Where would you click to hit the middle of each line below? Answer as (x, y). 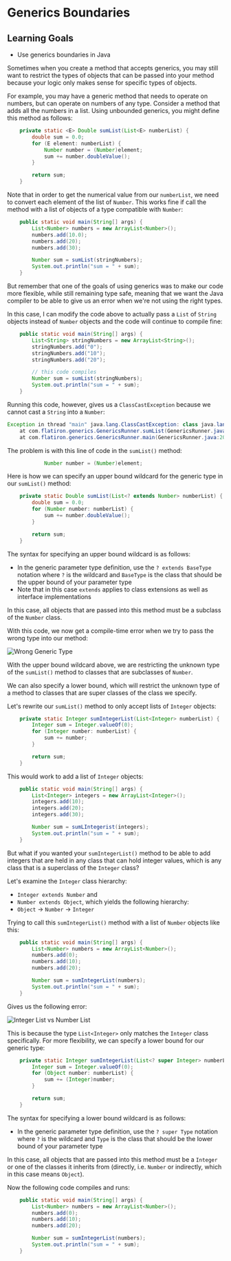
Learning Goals (41, 38)
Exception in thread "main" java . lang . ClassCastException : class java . (112, 424)
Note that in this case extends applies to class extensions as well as (112, 589)
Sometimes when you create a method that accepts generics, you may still (113, 68)
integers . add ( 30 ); (58, 815)
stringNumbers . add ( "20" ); (69, 360)
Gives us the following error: (47, 1006)
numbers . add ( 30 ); (56, 248)
